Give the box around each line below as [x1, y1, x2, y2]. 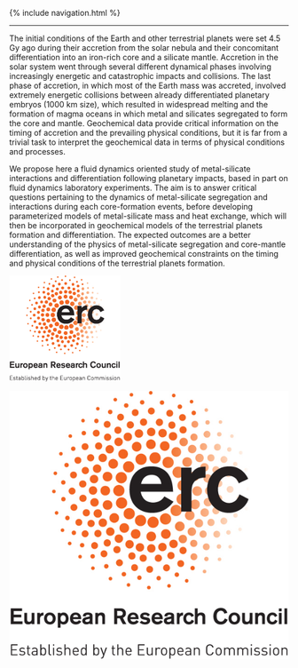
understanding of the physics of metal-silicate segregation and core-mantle [9, 239, 286, 250]
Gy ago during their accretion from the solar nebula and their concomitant [9, 43, 279, 52]
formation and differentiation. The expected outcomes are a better [9, 230, 251, 240]
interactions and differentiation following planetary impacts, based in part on [9, 173, 288, 183]
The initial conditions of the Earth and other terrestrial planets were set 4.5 [9, 33, 281, 44]
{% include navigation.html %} [9, 8, 122, 18]
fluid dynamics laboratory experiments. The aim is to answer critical [9, 182, 257, 193]
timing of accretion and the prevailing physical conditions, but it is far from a [9, 128, 288, 138]
